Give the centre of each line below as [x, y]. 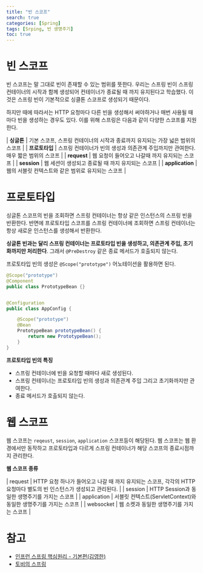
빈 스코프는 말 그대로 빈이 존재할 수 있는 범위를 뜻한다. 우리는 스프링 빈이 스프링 [100, 84]
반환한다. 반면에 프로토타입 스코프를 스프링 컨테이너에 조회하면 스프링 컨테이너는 [101, 223]
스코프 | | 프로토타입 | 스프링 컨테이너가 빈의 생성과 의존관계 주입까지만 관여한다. [101, 148]
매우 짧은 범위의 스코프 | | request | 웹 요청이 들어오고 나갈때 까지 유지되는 [95, 156]
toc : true [19, 35]
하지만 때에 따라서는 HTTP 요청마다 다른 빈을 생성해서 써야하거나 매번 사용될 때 [100, 112]
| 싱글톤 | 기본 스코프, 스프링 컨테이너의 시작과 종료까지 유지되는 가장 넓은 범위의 [101, 141]
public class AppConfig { [39, 309]
